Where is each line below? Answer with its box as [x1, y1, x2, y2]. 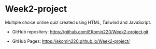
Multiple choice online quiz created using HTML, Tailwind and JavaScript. [5, 19, 151, 25]
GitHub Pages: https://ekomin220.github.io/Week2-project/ [12, 38, 130, 44]
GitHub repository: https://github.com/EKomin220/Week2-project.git [12, 29, 149, 34]
